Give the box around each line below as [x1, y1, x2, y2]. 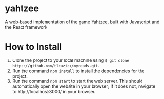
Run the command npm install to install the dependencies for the [12, 68, 145, 74]
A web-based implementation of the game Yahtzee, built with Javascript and [5, 19, 160, 25]
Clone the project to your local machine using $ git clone [12, 57, 130, 63]
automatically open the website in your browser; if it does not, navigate [12, 83, 156, 89]
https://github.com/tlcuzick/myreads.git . [12, 62, 99, 68]
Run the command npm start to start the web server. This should [12, 78, 143, 84]
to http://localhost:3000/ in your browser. [12, 88, 95, 94]
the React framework [5, 24, 47, 30]
